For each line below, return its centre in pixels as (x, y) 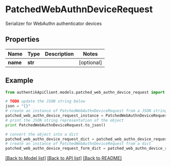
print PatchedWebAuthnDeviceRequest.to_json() (55, 125)
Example (19, 81)
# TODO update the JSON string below (45, 101)
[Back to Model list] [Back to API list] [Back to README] (64, 158)
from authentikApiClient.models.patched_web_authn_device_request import (85, 92)
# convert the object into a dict (42, 134)
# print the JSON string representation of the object (65, 120)
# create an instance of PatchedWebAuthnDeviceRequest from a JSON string (86, 111)
